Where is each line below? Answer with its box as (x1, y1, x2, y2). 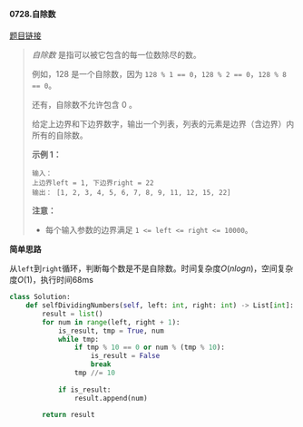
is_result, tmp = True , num (57, 326, 165, 335)
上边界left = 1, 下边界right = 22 (31, 179, 154, 188)
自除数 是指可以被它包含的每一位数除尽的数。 (31, 50, 201, 61)
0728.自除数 (9, 8, 56, 19)
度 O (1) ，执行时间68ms (9, 275, 93, 286)
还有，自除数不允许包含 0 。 (31, 100, 138, 111)
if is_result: (57, 385, 112, 394)
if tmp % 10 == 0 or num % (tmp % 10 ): (73, 343, 225, 353)
